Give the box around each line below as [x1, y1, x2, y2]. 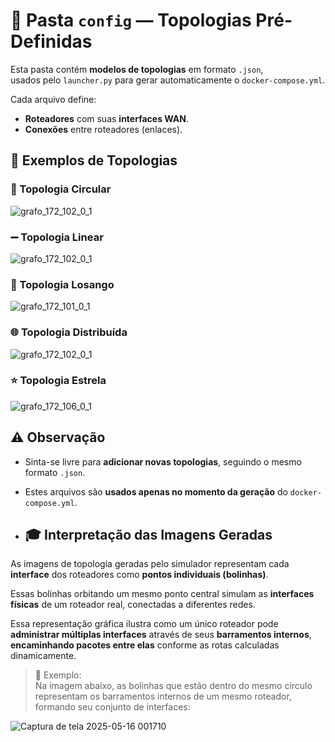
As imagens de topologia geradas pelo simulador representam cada [10, 558, 290, 570]
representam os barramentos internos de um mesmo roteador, [34, 690, 292, 703]
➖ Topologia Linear [10, 230, 104, 244]
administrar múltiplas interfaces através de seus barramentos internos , [10, 629, 312, 641]
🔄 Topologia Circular [10, 182, 112, 196]
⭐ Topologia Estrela [10, 374, 107, 388]
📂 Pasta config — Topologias [10, 9, 252, 32]
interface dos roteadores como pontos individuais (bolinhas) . [10, 569, 269, 581]
